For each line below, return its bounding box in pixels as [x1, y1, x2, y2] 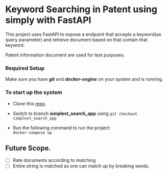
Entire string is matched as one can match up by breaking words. [12, 163, 150, 169]
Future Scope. [5, 143, 51, 152]
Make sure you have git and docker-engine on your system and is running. [5, 76, 163, 82]
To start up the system [5, 89, 63, 96]
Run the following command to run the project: [12, 125, 111, 131]
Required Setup [5, 65, 45, 72]
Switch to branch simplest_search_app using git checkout [12, 110, 138, 117]
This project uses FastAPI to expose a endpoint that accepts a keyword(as [5, 31, 162, 37]
